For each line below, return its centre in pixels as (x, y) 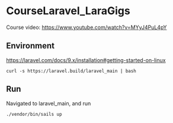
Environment (31, 46)
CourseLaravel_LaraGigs (68, 11)
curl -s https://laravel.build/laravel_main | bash (71, 71)
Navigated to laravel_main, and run (49, 103)
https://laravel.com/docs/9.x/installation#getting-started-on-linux (86, 60)
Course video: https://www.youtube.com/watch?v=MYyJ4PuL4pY (86, 27)
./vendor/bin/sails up (34, 114)
